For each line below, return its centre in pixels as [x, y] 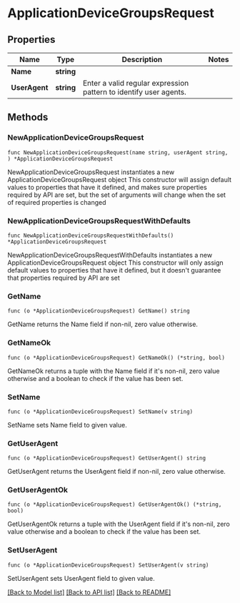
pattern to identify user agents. [135, 92]
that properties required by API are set [64, 278]
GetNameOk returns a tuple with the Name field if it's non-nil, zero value [114, 371]
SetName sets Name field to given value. [67, 425]
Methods [28, 117]
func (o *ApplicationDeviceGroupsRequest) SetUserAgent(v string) [108, 565]
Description [142, 60]
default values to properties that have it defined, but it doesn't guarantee [114, 270]
